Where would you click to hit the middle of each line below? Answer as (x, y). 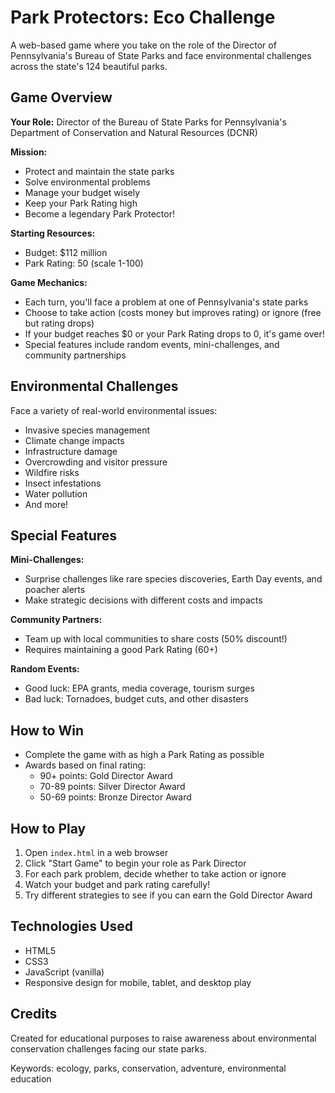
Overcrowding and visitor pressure (96, 462)
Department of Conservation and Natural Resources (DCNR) (134, 132)
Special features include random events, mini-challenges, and (152, 344)
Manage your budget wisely (82, 192)
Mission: (29, 152)
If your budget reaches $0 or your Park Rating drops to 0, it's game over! (174, 333)
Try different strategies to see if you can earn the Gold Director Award (168, 895)
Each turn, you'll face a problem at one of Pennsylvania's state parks (166, 302)
